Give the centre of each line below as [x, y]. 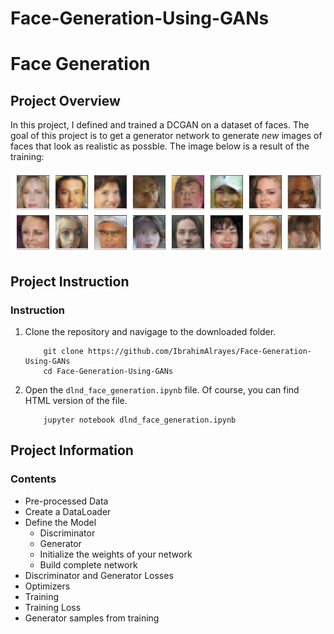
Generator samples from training [92, 618]
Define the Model [60, 522]
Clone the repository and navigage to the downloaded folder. [150, 331]
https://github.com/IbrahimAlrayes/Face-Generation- [200, 351]
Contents [33, 479]
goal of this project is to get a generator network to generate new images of [166, 136]
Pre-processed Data [66, 501]
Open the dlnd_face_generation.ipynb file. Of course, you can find [162, 389]
